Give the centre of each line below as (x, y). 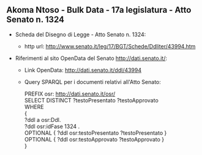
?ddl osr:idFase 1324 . (52, 126)
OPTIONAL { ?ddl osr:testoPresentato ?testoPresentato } (95, 133)
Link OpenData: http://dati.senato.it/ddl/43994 (83, 70)
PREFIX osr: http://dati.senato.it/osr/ (70, 94)
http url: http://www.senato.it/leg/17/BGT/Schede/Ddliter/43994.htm (110, 46)
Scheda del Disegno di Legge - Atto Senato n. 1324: (80, 34)
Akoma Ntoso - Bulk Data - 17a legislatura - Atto (99, 10)
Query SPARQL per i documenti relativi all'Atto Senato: (92, 81)
